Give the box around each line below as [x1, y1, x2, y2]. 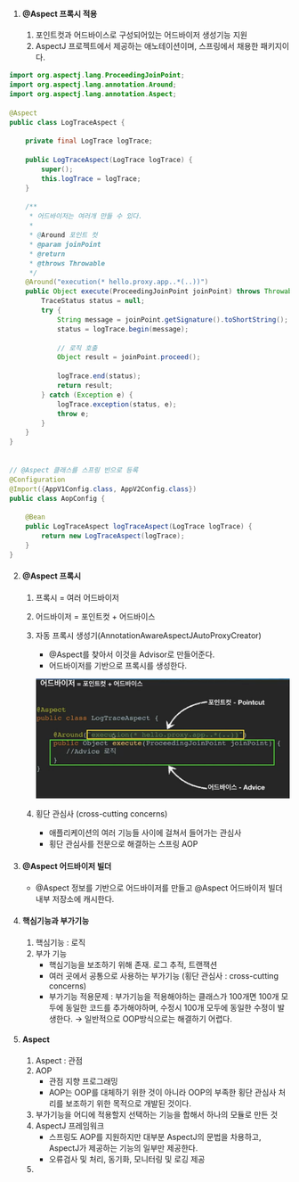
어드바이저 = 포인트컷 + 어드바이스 [35, 611, 156, 621]
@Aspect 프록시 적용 [21, 8, 98, 19]
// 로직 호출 [56, 343, 98, 352]
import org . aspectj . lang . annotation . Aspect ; [9, 89, 177, 98]
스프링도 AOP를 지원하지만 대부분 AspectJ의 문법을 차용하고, [48, 1132, 262, 1143]
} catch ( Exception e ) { [41, 390, 133, 399]
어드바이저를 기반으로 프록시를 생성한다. [48, 660, 188, 670]
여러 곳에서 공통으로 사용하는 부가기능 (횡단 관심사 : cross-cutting [48, 970, 279, 981]
